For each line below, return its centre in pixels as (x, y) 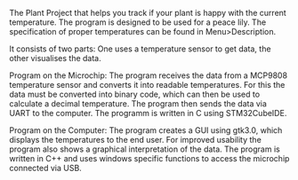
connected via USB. (45, 168)
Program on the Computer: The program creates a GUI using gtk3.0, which (146, 130)
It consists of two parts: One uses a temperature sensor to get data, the (140, 49)
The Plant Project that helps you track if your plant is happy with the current (148, 13)
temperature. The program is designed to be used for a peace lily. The (138, 22)
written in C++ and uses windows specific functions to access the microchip (149, 158)
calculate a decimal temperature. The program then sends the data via (138, 104)
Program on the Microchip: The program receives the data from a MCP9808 (148, 75)
